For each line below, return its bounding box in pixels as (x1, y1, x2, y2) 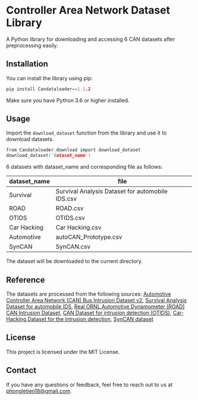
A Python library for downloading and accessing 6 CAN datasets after (6, 35, 176, 42)
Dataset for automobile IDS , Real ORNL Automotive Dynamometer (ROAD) (6, 303, 185, 310)
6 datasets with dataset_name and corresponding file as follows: (6, 163, 163, 171)
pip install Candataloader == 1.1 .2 (6, 86, 91, 92)
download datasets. (6, 136, 54, 143)
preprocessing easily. (6, 42, 58, 49)
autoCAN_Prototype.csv (55, 233, 123, 241)
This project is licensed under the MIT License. (6, 348, 120, 355)
